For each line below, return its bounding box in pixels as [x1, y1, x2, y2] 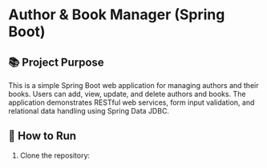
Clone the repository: [19, 150, 91, 160]
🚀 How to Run [8, 130, 77, 143]
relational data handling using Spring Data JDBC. [8, 106, 170, 115]
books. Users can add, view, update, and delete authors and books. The [8, 90, 246, 98]
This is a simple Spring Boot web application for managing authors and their [8, 81, 259, 90]
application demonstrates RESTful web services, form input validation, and [8, 98, 255, 107]
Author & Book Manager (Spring [8, 6, 225, 24]
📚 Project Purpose [8, 55, 104, 69]
